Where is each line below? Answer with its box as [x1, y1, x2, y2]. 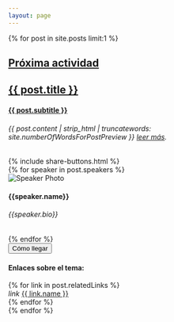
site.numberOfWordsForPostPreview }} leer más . [8, 132, 168, 141]
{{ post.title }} [8, 83, 79, 97]
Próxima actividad [8, 56, 100, 70]
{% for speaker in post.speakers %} [8, 165, 125, 174]
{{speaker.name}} [8, 191, 70, 201]
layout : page [8, 11, 51, 20]
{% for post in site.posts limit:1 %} [8, 33, 119, 43]
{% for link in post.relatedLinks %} [8, 281, 120, 290]
